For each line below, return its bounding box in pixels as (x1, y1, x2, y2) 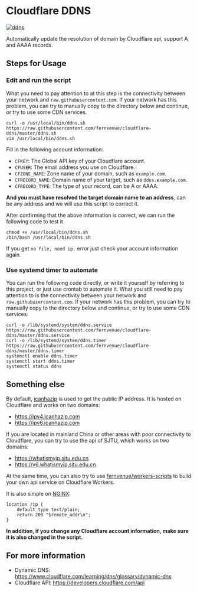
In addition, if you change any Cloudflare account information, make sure (6, 527, 189, 534)
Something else (6, 379, 65, 389)
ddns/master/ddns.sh (6, 130, 57, 136)
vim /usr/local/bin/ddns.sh (6, 135, 75, 141)
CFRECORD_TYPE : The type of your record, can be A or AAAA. (14, 182, 159, 190)
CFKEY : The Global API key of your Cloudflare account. (14, 157, 146, 164)
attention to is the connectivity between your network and (6, 291, 147, 299)
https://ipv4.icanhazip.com (14, 412, 80, 420)
